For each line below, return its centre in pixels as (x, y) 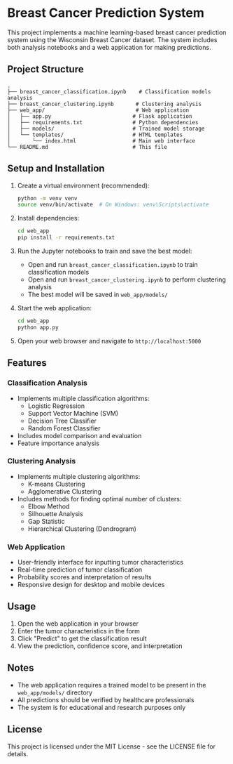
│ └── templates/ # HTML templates (95, 135)
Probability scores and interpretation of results (84, 577)
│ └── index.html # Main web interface (101, 141)
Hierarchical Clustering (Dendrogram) (82, 529)
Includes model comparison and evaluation (79, 435)
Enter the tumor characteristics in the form (78, 631)
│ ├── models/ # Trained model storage (106, 129)
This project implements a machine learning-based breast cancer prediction (117, 32)
